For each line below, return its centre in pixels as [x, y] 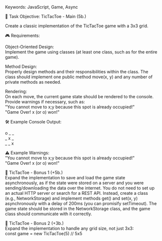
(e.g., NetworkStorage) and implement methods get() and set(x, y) [71, 198]
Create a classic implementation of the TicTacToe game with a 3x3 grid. [77, 26]
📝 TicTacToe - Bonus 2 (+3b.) [35, 223]
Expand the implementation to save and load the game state [65, 178]
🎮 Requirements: [23, 35]
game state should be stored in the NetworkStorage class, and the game [78, 209]
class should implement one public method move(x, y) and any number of [79, 77]
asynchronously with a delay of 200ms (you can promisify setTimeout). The [81, 203]
